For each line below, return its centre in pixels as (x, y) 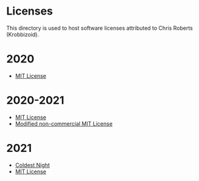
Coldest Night (32, 165)
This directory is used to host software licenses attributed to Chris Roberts (100, 28)
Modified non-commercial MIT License (64, 123)
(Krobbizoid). (23, 34)
